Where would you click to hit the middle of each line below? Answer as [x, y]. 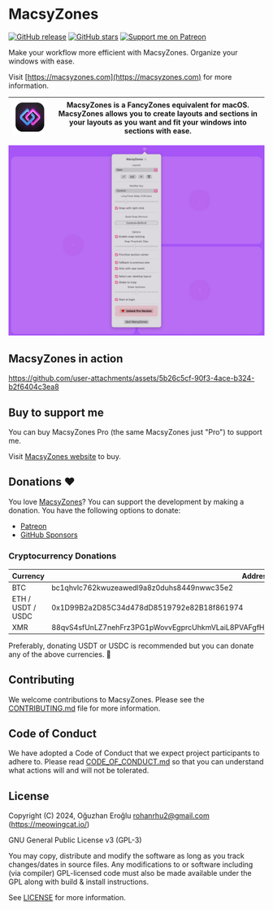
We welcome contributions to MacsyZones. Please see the [106, 699]
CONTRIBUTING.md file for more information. [84, 708]
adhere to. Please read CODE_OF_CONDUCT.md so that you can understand [136, 762]
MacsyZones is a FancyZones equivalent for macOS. [158, 105]
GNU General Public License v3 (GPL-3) [75, 840]
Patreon [33, 526]
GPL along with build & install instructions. [78, 882]
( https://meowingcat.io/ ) [49, 825]
